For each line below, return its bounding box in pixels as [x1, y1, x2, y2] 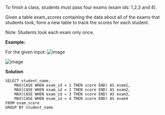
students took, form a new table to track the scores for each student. [5, 20, 149, 25]
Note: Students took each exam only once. [5, 29, 94, 35]
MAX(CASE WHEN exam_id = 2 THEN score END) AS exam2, [14, 87, 130, 92]
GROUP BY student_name [5, 105, 53, 110]
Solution [5, 68, 24, 74]
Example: [5, 39, 26, 45]
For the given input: [5, 49, 46, 55]
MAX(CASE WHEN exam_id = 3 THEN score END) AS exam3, [14, 92, 130, 97]
